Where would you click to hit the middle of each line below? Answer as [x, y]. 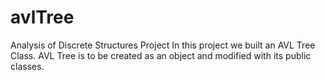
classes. [27, 66]
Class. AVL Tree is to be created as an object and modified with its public [161, 55]
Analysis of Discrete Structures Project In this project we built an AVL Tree [163, 45]
